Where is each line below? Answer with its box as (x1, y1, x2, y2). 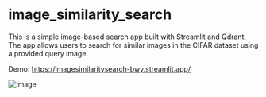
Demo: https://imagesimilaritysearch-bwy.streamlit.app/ (8, 64, 191, 73)
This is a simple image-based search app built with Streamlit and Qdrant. (8, 32, 246, 41)
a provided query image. (8, 48, 89, 58)
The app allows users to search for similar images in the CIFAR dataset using (8, 40, 259, 49)
